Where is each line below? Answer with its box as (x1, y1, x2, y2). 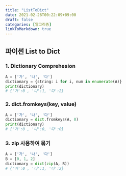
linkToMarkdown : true (5, 27, 52, 32)
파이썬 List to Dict (5, 47, 60, 55)
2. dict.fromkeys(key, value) (5, 101, 77, 108)
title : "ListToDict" (5, 7, 49, 13)
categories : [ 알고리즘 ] (5, 22, 52, 27)
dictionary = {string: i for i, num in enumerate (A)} (5, 79, 122, 84)
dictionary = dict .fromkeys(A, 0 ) (5, 117, 79, 122)
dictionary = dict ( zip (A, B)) (5, 161, 70, 167)
